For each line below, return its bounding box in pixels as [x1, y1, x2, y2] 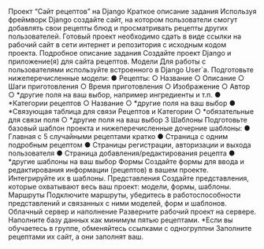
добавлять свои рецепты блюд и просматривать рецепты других [8, 24, 229, 32]
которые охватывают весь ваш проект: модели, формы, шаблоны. [8, 182, 232, 191]
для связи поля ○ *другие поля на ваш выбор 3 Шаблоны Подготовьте [8, 115, 248, 124]
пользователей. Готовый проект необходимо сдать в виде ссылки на [8, 31, 242, 41]
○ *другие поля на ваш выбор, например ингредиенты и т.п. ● [8, 90, 221, 99]
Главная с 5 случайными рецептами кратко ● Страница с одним [8, 132, 229, 141]
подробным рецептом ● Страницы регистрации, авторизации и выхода [8, 141, 251, 149]
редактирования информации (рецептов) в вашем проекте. [8, 165, 209, 174]
